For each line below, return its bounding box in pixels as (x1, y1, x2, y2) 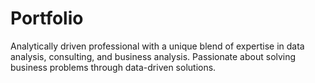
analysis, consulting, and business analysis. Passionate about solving (10, 50, 297, 62)
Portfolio (10, 7, 84, 30)
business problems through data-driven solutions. (10, 61, 217, 73)
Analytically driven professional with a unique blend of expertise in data (10, 40, 305, 52)
